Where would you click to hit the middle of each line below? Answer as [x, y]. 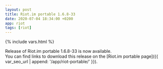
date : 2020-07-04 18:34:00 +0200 [39, 19]
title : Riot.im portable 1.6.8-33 [40, 14]
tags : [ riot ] [18, 28]
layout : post [18, 10]
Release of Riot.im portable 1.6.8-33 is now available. [58, 51]
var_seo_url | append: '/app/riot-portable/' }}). [51, 62]
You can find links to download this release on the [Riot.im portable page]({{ [81, 56]
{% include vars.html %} [30, 42]
